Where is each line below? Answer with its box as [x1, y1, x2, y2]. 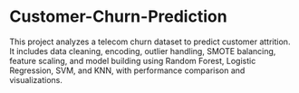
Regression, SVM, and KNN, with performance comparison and [9, 65, 246, 76]
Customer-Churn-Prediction [9, 6, 228, 27]
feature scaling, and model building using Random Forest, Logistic [9, 55, 256, 66]
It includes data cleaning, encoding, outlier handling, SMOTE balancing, [9, 45, 276, 56]
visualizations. [9, 74, 63, 85]
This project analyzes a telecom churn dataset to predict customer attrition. [9, 36, 291, 47]
